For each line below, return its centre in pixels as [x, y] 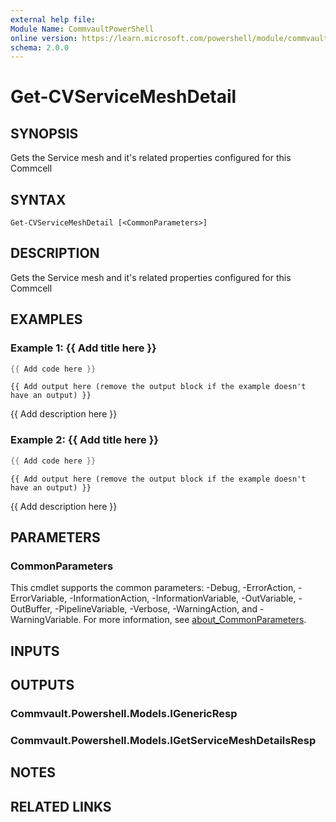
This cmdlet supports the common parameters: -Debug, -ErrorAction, [153, 588]
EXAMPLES [46, 319]
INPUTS [35, 651]
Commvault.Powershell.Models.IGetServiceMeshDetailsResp [163, 740]
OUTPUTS [42, 685]
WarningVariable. [46, 620]
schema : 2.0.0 [40, 47]
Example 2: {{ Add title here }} [85, 440]
